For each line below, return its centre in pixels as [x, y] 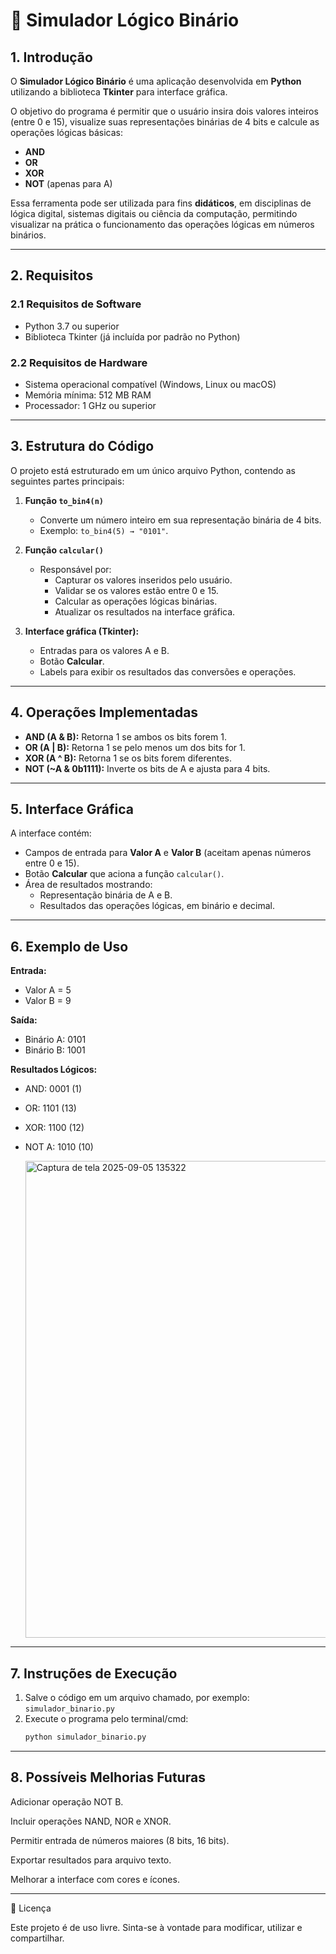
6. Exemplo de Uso [69, 946]
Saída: [24, 1020]
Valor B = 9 [48, 1001]
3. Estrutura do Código [82, 446]
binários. [28, 235]
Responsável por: [75, 569]
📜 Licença [31, 1908]
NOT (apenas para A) [68, 183]
